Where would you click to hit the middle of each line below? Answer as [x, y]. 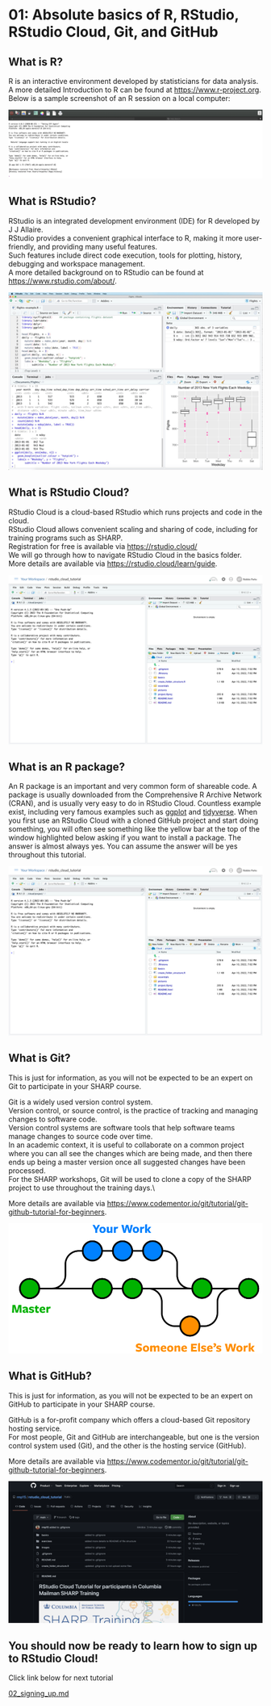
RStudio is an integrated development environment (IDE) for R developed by [134, 220]
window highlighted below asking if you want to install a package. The [125, 838]
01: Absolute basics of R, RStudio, [124, 15]
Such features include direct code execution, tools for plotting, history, [125, 255]
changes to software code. [53, 1119]
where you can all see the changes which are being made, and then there [130, 1153]
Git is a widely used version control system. [81, 1102]
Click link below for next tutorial [61, 1678]
